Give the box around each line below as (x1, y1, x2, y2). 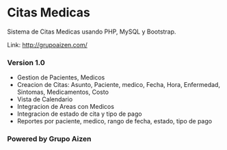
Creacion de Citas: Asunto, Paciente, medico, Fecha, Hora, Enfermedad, (16, 81, 221, 89)
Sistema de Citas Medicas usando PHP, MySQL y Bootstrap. (7, 27, 176, 36)
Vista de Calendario (16, 95, 73, 103)
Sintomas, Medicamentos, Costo (16, 88, 109, 97)
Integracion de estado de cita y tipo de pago (16, 110, 142, 118)
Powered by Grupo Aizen (7, 134, 92, 144)
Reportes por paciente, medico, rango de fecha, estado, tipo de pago (16, 117, 213, 125)
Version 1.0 (7, 58, 46, 67)
